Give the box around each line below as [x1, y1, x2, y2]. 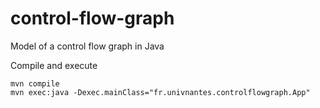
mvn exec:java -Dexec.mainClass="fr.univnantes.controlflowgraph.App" [10, 87, 311, 97]
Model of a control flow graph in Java [10, 40, 165, 52]
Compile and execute [10, 59, 98, 71]
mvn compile [10, 78, 60, 89]
